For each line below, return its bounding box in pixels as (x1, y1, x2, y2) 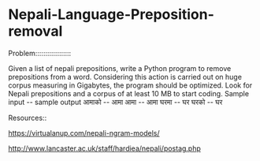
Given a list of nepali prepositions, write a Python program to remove (8, 63, 232, 73)
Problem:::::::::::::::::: (8, 48, 72, 58)
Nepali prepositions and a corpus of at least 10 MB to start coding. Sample (8, 88, 250, 98)
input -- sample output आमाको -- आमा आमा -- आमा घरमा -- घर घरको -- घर (8, 97, 223, 107)
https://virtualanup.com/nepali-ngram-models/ (8, 128, 160, 137)
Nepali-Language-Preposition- (8, 6, 215, 24)
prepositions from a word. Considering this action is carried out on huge (8, 72, 243, 81)
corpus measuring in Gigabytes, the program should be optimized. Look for (8, 80, 253, 90)
